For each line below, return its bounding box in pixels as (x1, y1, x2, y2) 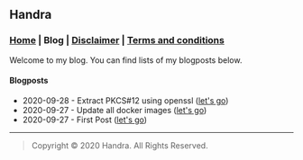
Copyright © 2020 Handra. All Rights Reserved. (31, 139, 209, 151)
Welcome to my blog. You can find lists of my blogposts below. (9, 54, 243, 66)
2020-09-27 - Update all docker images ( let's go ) (22, 104, 207, 115)
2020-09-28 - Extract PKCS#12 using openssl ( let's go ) (22, 94, 229, 106)
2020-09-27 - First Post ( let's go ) (22, 114, 147, 125)
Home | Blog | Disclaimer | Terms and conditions (9, 34, 225, 47)
